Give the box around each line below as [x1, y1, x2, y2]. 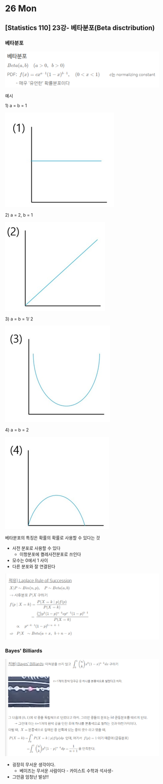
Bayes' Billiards [5, 648, 42, 654]
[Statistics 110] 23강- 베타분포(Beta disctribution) [5, 23, 155, 32]
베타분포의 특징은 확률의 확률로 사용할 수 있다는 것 [5, 535, 100, 540]
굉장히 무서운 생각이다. [12, 762, 56, 768]
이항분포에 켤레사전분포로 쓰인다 [19, 551, 81, 557]
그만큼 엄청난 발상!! [12, 774, 49, 780]
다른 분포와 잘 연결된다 [12, 563, 56, 569]
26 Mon [5, 3, 37, 14]
